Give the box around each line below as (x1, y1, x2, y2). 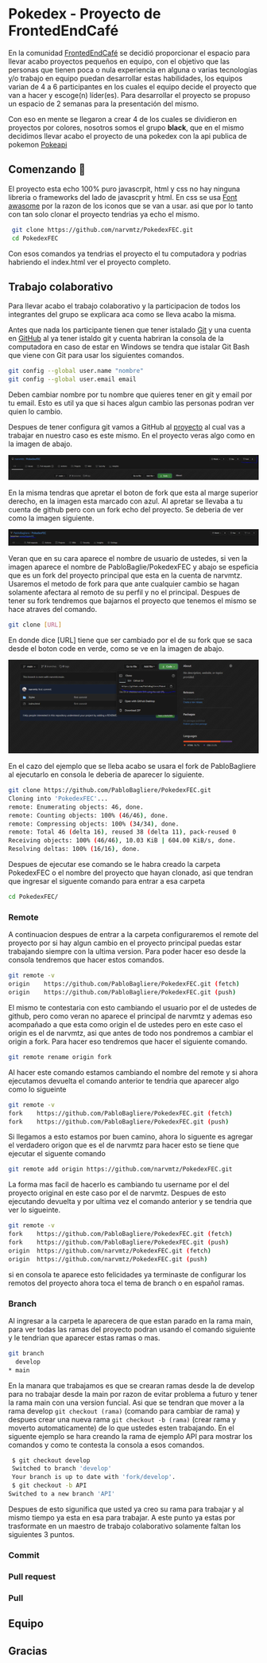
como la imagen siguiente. (8, 513, 95, 523)
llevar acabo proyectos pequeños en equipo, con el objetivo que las (8, 57, 230, 66)
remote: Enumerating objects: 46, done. (8, 802, 145, 811)
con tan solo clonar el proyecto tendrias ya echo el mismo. (8, 209, 200, 219)
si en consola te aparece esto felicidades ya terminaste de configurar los (8, 1269, 246, 1279)
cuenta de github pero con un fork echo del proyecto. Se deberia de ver (8, 504, 244, 514)
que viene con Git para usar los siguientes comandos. (8, 351, 184, 360)
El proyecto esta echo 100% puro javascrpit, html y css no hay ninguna (8, 184, 241, 194)
